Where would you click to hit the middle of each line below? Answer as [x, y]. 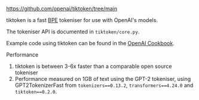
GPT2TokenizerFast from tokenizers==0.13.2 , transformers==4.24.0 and [104, 85]
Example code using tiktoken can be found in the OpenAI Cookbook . [90, 43]
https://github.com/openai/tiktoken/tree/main [62, 9]
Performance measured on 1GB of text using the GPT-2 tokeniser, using [103, 79]
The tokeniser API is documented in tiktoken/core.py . [73, 32]
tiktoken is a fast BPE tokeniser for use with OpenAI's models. [82, 20]
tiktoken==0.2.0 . [36, 91]
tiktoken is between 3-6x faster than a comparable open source [93, 66]
